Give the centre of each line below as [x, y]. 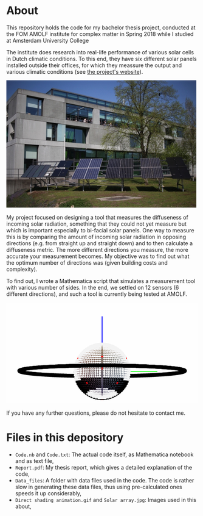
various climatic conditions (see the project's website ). [75, 71]
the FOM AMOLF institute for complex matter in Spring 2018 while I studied [100, 34]
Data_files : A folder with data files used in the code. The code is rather [105, 480]
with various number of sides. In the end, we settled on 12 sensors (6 [93, 287]
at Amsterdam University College [48, 40]
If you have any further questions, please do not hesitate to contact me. [96, 413]
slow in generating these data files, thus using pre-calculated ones [98, 487]
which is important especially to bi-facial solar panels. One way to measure [100, 230]
